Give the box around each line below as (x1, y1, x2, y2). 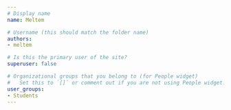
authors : (7, 35, 32, 42)
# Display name (7, 10, 51, 17)
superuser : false (7, 60, 57, 67)
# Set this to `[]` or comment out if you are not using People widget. (7, 79, 226, 86)
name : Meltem (7, 16, 45, 23)
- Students (7, 92, 38, 99)
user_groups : (7, 85, 45, 93)
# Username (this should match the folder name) (7, 29, 149, 36)
